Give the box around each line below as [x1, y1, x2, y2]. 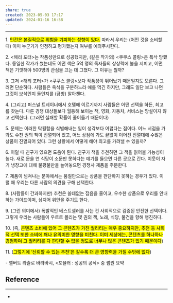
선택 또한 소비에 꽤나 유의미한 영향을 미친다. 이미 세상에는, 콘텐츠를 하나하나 [10, 231, 163, 238]
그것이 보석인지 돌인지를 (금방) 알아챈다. [5, 91, 86, 97]
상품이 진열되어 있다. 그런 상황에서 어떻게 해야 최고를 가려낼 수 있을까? [5, 138, 146, 145]
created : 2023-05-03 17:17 [5, 12, 63, 17]
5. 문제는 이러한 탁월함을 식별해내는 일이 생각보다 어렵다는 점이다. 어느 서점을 [5, 126, 161, 132]
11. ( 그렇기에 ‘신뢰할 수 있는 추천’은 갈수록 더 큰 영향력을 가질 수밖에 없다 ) [5, 249, 152, 255]
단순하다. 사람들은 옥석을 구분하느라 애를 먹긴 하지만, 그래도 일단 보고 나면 [14, 84, 163, 91]
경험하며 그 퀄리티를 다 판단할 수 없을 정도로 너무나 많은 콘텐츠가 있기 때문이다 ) [5, 238, 164, 244]
